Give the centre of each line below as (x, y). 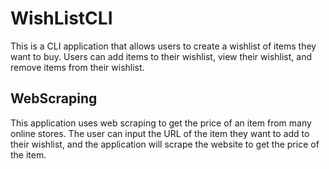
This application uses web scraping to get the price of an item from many (161, 123)
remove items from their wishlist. (77, 67)
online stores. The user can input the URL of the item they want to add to (160, 133)
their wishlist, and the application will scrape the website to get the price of (165, 144)
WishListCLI (61, 18)
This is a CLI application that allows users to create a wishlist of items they (163, 46)
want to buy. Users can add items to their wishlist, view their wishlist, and (161, 56)
